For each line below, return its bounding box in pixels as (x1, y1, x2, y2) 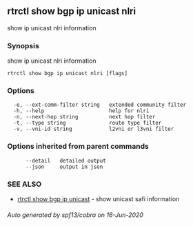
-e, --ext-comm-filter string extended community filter (13, 101, 187, 109)
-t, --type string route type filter (13, 120, 162, 127)
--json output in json (25, 163, 103, 170)
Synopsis (7, 41, 39, 50)
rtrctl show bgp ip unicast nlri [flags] (7, 70, 128, 77)
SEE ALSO (7, 179, 42, 189)
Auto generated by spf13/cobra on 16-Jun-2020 (7, 210, 143, 219)
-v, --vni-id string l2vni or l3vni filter (13, 125, 174, 133)
